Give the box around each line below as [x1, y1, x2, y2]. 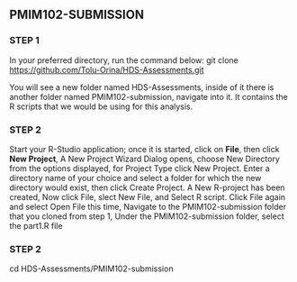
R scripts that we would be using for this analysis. [9, 101, 193, 112]
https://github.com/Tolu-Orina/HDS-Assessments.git [9, 64, 204, 75]
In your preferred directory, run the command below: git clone [9, 54, 238, 66]
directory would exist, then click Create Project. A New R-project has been [9, 182, 285, 193]
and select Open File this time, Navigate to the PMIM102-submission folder [9, 201, 286, 212]
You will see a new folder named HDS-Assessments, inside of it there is [9, 81, 274, 93]
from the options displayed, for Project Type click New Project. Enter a [9, 162, 270, 174]
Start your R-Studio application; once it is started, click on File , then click [9, 143, 280, 154]
